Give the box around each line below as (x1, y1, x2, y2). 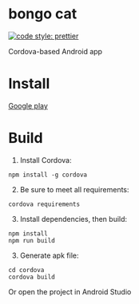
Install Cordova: (19, 155, 72, 164)
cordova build (8, 273, 56, 281)
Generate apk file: (19, 251, 79, 260)
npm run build (8, 236, 56, 244)
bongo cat (8, 5, 77, 23)
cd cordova (8, 266, 45, 274)
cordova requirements (8, 200, 81, 208)
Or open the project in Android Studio (8, 286, 132, 296)
